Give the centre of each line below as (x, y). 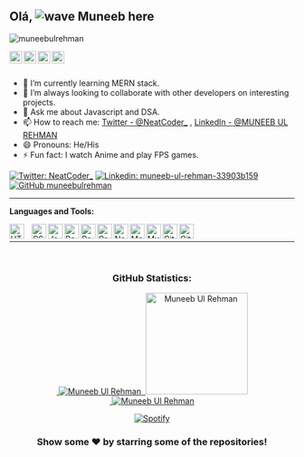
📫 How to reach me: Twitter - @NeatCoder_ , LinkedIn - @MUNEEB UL (155, 122)
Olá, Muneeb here (82, 17)
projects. (39, 102)
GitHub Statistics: (152, 278)
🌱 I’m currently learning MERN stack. (91, 83)
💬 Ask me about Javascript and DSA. (91, 112)
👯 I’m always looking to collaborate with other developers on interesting (156, 92)
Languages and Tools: (52, 211)
